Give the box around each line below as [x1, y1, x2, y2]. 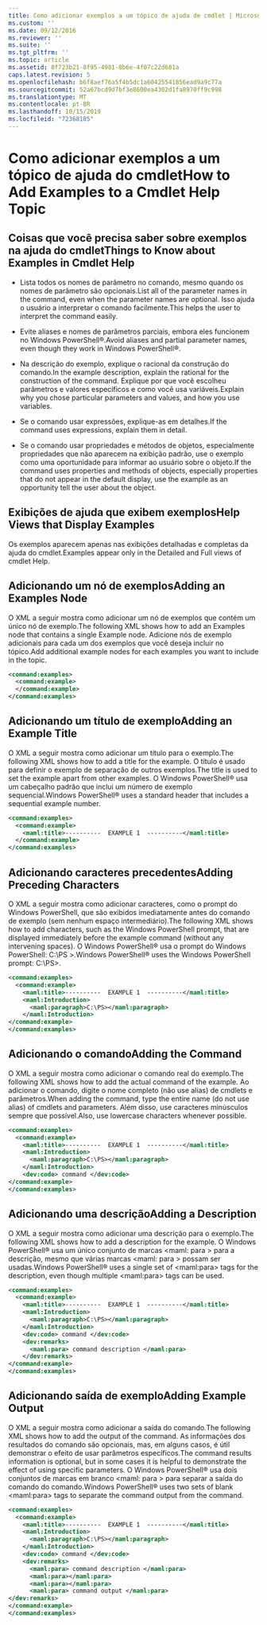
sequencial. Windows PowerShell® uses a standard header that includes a [8, 790, 249, 800]
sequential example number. [8, 798, 101, 808]
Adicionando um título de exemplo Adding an [8, 715, 233, 728]
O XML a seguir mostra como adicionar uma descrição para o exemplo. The [8, 1228, 254, 1238]
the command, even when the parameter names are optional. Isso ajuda [19, 294, 255, 304]
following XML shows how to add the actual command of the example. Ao [8, 1076, 250, 1086]
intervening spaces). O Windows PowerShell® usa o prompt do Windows [8, 941, 246, 951]
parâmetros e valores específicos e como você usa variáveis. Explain [19, 384, 245, 394]
